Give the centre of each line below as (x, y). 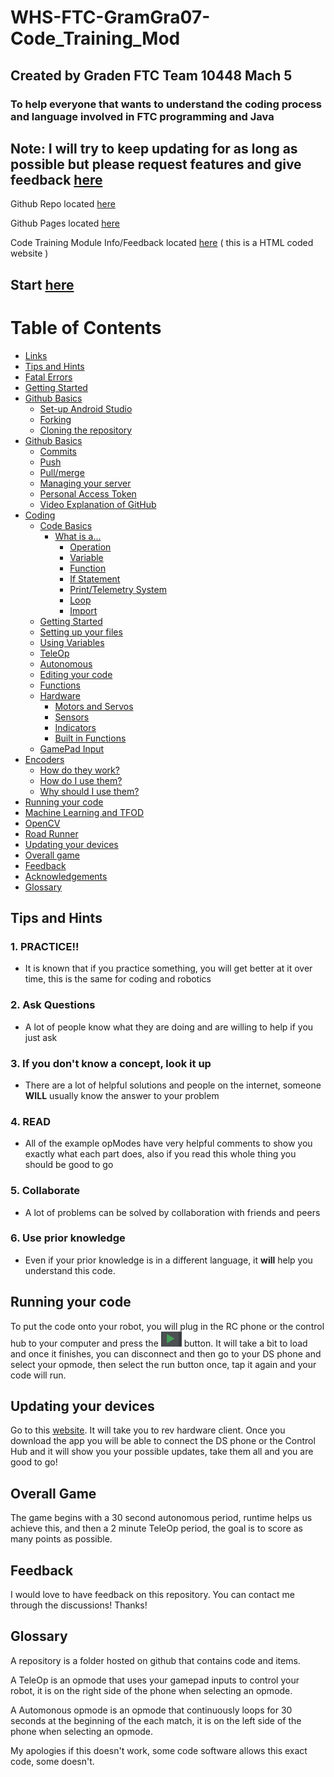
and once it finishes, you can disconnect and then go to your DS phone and (166, 1353)
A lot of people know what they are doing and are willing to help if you (169, 1027)
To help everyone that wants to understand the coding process (166, 104)
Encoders (44, 759)
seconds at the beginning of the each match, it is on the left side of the (156, 1720)
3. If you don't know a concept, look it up (111, 1063)
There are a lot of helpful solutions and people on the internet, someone (173, 1085)
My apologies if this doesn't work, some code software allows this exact (159, 1750)
